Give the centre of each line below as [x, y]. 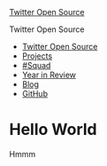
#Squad [36, 65]
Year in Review [49, 75]
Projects [37, 56]
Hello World [53, 130]
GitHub [35, 94]
